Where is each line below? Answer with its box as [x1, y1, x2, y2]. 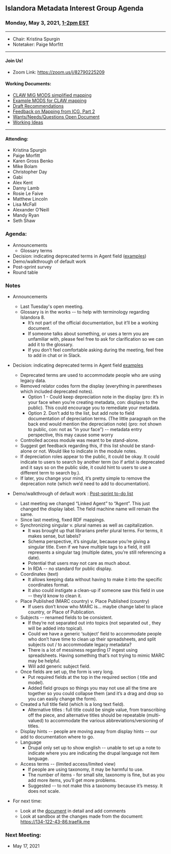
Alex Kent [12, 180, 33, 186]
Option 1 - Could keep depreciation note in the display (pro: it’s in [27, 393, 164, 400]
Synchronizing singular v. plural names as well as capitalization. [20, 522, 154, 528]
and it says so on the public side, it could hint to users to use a [20, 464, 151, 470]
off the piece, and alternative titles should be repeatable [27, 712, 146, 718]
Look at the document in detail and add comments [20, 808, 126, 814]
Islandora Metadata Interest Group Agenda [5, 4, 144, 13]
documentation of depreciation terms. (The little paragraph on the [27, 415, 166, 421]
